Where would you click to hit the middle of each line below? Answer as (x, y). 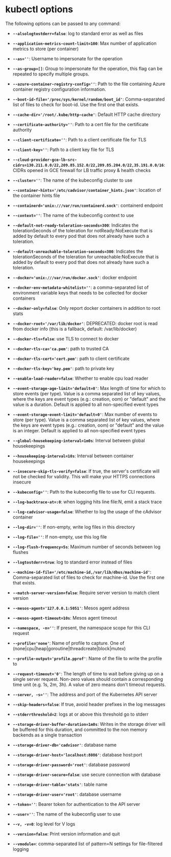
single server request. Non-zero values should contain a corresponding (88, 679)
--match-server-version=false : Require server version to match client (86, 593)
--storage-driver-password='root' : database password (71, 765)
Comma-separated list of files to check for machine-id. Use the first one (89, 577)
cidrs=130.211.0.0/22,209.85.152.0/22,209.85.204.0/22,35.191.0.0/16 (88, 165)
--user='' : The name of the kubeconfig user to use (67, 814)
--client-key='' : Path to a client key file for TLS (63, 150)
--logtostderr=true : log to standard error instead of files (72, 562)
